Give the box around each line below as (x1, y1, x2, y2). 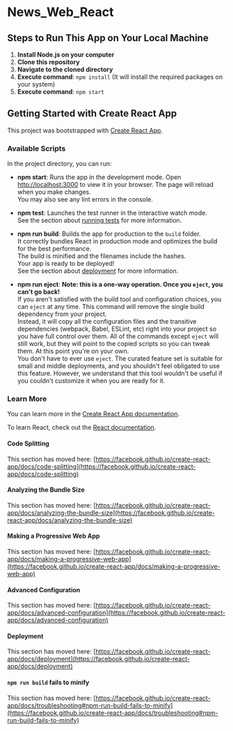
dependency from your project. (17, 310, 107, 318)
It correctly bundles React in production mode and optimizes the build (17, 237, 218, 246)
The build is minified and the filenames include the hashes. (17, 252, 186, 260)
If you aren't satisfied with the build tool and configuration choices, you (17, 295, 222, 303)
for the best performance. (17, 245, 92, 253)
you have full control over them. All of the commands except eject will (17, 332, 219, 340)
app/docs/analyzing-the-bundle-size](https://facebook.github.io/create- (7, 508, 216, 517)
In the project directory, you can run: (7, 160, 112, 168)
